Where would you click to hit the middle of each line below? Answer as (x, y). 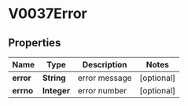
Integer (56, 91)
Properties (35, 43)
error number (102, 91)
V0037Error (48, 14)
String (54, 78)
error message (105, 78)
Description (105, 65)
